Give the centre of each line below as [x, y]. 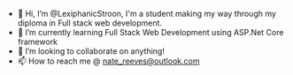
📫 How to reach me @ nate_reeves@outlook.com [108, 61]
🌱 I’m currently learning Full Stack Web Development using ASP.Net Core [150, 32]
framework [38, 41]
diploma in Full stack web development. [89, 23]
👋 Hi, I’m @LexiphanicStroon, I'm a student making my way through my [147, 14]
